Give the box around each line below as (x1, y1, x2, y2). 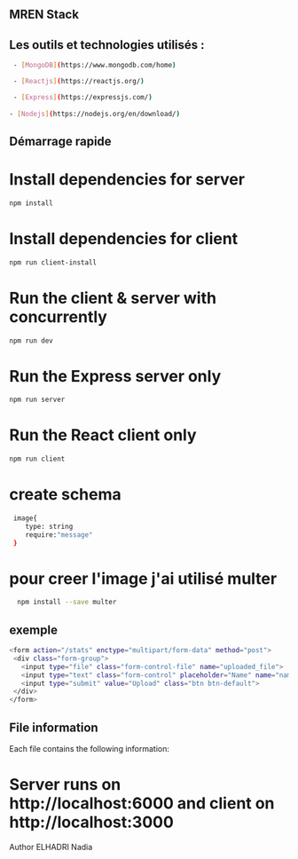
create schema (9, 485, 122, 505)
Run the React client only (9, 425, 197, 445)
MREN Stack (9, 7, 80, 22)
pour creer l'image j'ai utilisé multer (9, 568, 278, 588)
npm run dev (9, 336, 53, 345)
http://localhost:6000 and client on (9, 793, 275, 814)
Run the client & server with (9, 288, 217, 308)
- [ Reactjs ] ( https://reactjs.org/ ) (12, 77, 145, 86)
